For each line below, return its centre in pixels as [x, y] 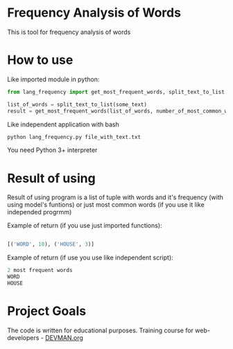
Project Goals [47, 311]
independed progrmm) [40, 212]
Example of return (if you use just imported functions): [85, 225]
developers [23, 337]
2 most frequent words [40, 271]
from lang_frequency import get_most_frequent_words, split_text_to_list [116, 92]
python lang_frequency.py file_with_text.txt [74, 137]
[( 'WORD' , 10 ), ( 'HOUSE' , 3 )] [51, 244]
